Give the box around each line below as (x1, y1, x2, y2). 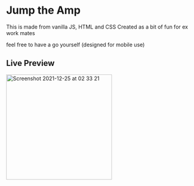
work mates (6, 29, 35, 36)
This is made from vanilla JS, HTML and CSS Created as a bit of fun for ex (6, 23, 188, 30)
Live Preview (6, 58, 55, 68)
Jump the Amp (6, 4, 81, 17)
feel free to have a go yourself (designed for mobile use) (6, 41, 145, 48)
